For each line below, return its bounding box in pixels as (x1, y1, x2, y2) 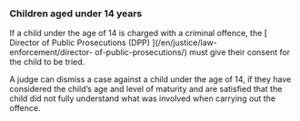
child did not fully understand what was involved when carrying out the (9, 93, 275, 104)
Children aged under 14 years (9, 7, 143, 20)
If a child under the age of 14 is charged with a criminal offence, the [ (9, 28, 268, 39)
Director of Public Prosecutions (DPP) (9, 37, 151, 48)
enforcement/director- (9, 47, 94, 58)
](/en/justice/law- (152, 37, 218, 48)
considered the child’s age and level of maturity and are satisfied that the (9, 84, 283, 95)
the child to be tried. (9, 57, 85, 68)
